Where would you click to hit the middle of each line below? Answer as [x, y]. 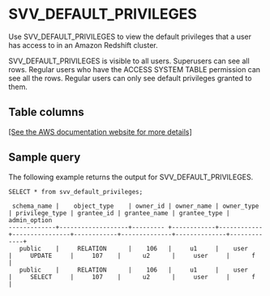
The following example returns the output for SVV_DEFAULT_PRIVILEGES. [131, 177]
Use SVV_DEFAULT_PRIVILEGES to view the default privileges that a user [130, 36]
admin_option [30, 220]
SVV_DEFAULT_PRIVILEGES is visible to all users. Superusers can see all [129, 61]
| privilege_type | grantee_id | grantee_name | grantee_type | [119, 213]
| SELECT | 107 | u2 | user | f [132, 277]
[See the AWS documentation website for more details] [100, 131]
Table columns [47, 112]
